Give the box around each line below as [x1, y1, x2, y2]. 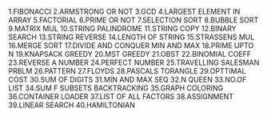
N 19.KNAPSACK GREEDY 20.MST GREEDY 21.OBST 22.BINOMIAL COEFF [8, 50, 252, 58]
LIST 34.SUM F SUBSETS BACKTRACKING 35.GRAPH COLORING [8, 83, 224, 93]
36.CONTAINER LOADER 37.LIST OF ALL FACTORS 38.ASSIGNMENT [8, 92, 234, 101]
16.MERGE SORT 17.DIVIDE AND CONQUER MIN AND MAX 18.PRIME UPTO [8, 41, 254, 50]
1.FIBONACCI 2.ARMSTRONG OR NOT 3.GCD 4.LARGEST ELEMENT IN [8, 7, 241, 16]
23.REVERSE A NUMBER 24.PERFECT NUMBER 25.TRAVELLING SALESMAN [8, 58, 260, 67]
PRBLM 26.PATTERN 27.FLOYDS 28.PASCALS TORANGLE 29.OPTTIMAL [8, 66, 246, 75]
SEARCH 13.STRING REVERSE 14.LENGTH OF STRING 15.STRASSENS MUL [8, 32, 255, 42]
